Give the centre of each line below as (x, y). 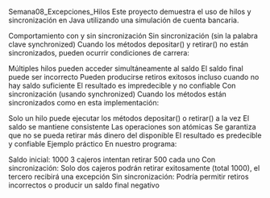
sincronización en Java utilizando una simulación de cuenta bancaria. (124, 20)
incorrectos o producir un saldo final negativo (84, 185)
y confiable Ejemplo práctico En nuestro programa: (93, 144)
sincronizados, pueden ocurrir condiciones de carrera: (99, 53)
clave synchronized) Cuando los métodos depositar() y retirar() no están (129, 44)
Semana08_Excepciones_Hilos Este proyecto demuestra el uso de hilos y (130, 12)
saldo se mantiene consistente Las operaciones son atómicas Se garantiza (132, 127)
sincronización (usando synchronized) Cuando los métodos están (118, 94)
